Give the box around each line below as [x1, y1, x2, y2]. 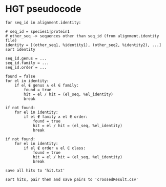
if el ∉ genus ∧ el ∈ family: [14, 82, 79, 88]
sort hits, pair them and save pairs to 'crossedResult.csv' [5, 177, 139, 182]
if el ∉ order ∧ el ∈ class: [24, 146, 86, 151]
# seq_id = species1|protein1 [5, 29, 70, 34]
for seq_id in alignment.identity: [5, 20, 81, 25]
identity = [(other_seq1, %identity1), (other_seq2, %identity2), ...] [5, 42, 161, 48]
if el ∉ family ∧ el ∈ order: [24, 114, 88, 119]
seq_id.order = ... [5, 65, 47, 70]
